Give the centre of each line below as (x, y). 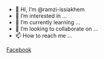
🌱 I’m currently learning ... (48, 22)
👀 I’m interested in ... (41, 16)
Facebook (19, 50)
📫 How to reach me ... (43, 36)
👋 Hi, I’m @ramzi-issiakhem (50, 9)
